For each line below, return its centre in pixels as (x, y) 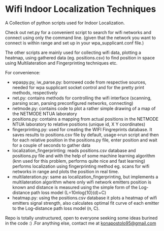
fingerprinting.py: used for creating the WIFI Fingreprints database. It (82, 129)
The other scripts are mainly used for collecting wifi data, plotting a (73, 52)
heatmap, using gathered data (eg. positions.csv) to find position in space (80, 57)
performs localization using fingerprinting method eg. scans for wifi (81, 166)
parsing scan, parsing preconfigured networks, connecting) (73, 103)
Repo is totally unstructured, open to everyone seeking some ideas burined (81, 218)
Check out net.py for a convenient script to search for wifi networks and (78, 32)
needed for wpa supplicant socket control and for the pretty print (78, 87)
